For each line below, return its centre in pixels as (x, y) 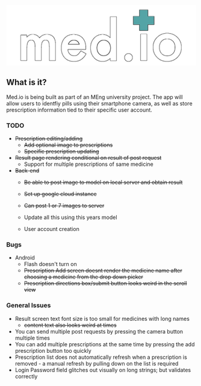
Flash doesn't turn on (50, 264)
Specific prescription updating (61, 151)
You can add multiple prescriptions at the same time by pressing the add (105, 344)
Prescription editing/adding (49, 139)
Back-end (27, 171)
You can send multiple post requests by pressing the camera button (99, 331)
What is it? (26, 82)
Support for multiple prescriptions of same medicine (88, 164)
